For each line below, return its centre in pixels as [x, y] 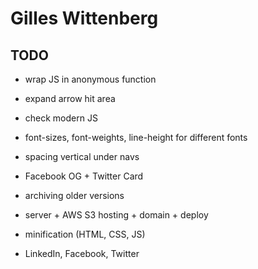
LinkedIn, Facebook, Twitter [82, 253]
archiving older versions [74, 195]
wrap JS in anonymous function [90, 79]
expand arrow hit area [70, 98]
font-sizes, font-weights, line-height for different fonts [136, 137]
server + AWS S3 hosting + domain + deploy [116, 215]
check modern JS [61, 118]
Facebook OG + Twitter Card [84, 176]
